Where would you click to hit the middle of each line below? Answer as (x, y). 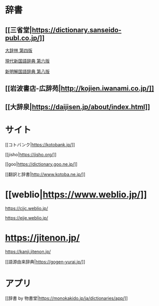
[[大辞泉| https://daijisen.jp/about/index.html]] (78, 107)
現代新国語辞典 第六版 (27, 61)
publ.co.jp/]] (25, 38)
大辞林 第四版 (19, 50)
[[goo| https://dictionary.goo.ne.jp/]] (41, 164)
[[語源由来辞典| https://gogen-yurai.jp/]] (45, 262)
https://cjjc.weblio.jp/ (27, 208)
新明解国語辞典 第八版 (27, 71)
